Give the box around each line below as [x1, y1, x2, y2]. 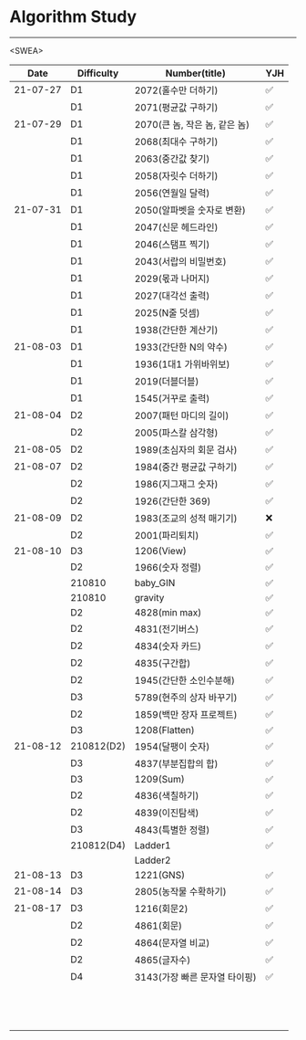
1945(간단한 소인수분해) [134, 674, 235, 687]
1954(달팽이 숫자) [134, 740, 210, 752]
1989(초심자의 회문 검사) [134, 443, 239, 456]
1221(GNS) [134, 868, 185, 881]
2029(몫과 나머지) [134, 272, 210, 285]
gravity [134, 591, 165, 604]
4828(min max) [134, 605, 202, 618]
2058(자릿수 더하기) [134, 169, 219, 182]
